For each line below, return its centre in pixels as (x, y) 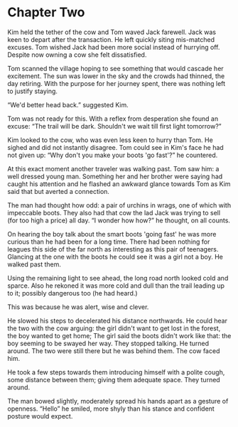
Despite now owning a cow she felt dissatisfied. (77, 55)
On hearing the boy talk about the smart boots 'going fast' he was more (112, 234)
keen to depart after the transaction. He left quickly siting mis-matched (111, 39)
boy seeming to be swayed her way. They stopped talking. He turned (108, 343)
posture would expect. (40, 416)
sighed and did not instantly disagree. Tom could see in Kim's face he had (115, 147)
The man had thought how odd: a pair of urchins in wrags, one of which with (119, 205)
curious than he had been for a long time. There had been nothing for (109, 242)
